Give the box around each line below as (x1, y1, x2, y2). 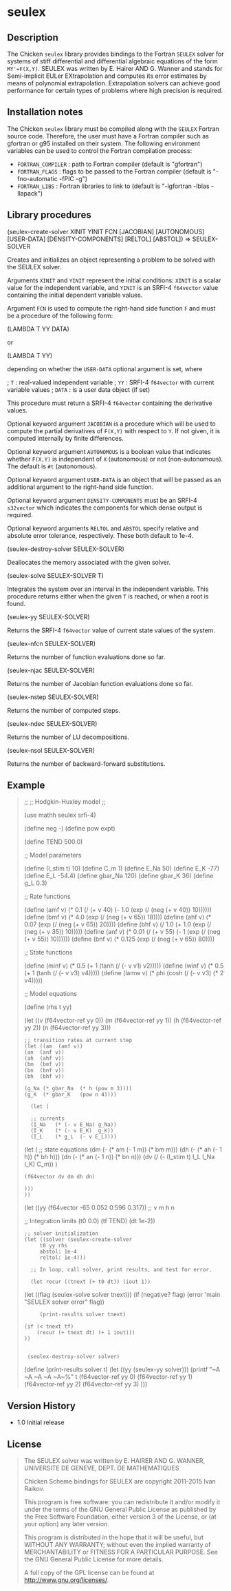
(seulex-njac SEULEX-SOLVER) (7, 666, 95, 674)
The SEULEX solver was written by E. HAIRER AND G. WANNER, (23, 1457, 205, 1465)
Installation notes (7, 106, 84, 118)
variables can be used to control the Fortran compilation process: (7, 146, 192, 155)
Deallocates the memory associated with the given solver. (7, 558, 171, 566)
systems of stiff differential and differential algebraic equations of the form (7, 57, 218, 65)
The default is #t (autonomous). (7, 462, 98, 470)
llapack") (16, 189, 43, 197)
